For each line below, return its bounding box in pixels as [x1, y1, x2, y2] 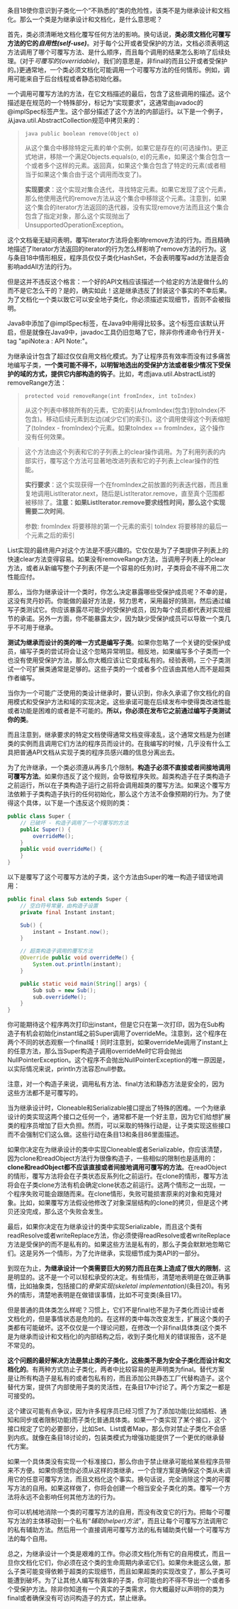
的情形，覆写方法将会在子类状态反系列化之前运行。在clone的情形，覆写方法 [7, 1172, 229, 1181]
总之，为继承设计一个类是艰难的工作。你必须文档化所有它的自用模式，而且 [7, 1549, 225, 1558]
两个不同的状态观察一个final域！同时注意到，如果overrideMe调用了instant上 [7, 1038, 229, 1047]
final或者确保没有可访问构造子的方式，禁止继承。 [7, 1594, 151, 1603]
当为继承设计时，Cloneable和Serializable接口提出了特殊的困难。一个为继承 [7, 1103, 226, 1112]
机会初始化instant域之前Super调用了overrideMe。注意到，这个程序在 [25, 1029, 227, 1037]
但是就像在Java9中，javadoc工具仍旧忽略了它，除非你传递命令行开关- [19, 328, 225, 336]
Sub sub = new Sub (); [33, 986, 97, 994]
